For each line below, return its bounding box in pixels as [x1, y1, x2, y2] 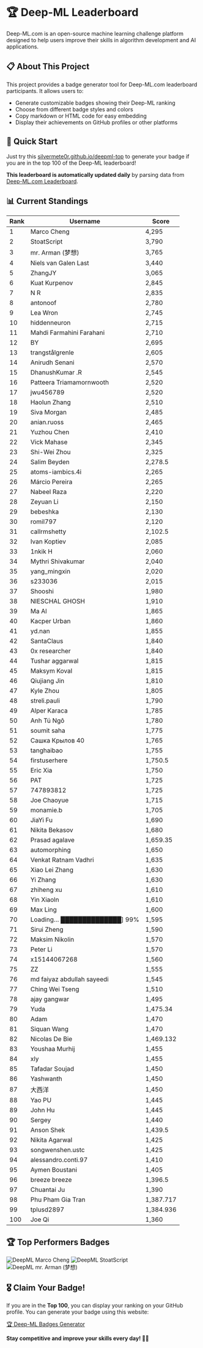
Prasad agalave [30, 836, 75, 844]
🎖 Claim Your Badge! [6, 1282, 86, 1293]
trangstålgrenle [30, 348, 75, 357]
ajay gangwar [30, 995, 70, 1003]
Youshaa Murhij [30, 1045, 75, 1054]
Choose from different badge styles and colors [15, 105, 133, 113]
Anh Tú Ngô [30, 716, 65, 725]
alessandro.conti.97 [30, 1156, 88, 1164]
